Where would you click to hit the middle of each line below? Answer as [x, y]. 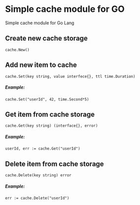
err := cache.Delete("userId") [37, 198]
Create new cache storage [46, 38]
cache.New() [17, 50]
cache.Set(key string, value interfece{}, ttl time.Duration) [70, 76]
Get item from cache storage [50, 114]
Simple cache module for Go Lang [40, 23]
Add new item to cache [41, 65]
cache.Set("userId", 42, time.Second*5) [47, 99]
